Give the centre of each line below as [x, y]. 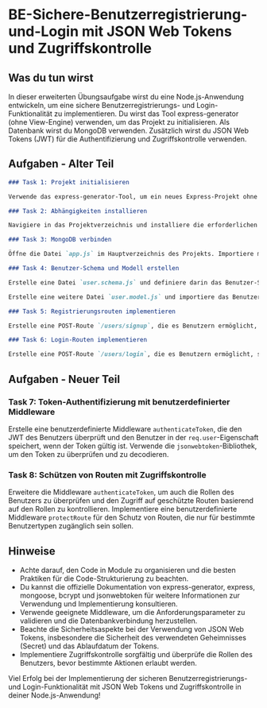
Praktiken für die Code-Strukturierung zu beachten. [104, 578]
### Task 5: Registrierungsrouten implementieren [92, 311]
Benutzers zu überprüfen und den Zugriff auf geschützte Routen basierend [131, 501]
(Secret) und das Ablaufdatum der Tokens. [89, 646]
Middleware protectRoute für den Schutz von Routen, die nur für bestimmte [132, 517]
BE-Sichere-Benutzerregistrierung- [128, 15]
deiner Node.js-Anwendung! [54, 695]
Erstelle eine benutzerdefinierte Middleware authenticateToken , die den [125, 429]
